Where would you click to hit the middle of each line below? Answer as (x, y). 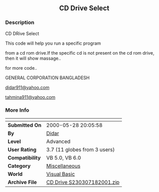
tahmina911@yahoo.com (30, 97)
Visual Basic (61, 174)
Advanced (58, 141)
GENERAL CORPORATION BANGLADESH (47, 78)
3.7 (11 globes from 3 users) (81, 149)
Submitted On (25, 125)
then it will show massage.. (33, 58)
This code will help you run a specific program (53, 43)
